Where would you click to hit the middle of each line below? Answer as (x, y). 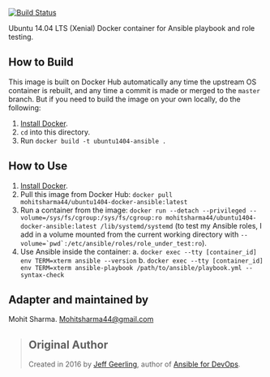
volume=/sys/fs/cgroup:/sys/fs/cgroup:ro (91, 218)
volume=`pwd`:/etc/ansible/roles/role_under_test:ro (111, 243)
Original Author (68, 345)
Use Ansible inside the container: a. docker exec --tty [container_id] (138, 251)
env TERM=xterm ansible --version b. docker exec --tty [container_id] (141, 260)
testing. (21, 37)
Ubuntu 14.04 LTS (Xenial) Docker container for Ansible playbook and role (132, 28)
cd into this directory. (55, 132)
